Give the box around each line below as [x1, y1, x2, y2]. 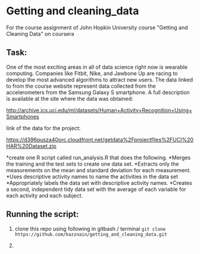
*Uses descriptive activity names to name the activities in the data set [6, 173, 179, 180]
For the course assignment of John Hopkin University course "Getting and [6, 24, 189, 31]
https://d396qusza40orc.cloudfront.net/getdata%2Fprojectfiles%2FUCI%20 [6, 136, 194, 143]
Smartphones [6, 113, 40, 120]
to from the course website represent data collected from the [6, 82, 156, 89]
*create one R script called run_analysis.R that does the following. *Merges [6, 154, 191, 161]
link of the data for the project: [6, 124, 81, 132]
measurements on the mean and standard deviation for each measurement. [6, 166, 192, 174]
